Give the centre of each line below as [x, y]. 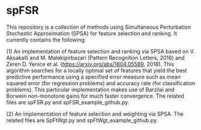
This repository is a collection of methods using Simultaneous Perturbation [99, 27]
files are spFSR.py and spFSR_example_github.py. [68, 102]
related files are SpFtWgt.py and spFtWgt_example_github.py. [82, 120]
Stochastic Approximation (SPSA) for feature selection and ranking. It [92, 33]
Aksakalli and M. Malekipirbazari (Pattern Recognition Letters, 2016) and [95, 58]
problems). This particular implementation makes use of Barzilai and [91, 89]
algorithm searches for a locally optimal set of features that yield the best [97, 70]
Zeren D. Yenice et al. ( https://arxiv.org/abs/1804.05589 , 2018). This [90, 64]
